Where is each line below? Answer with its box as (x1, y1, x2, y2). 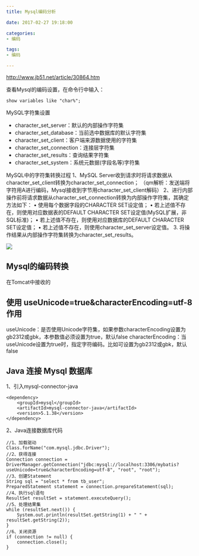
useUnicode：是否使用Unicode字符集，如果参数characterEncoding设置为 (6, 325, 186, 333)
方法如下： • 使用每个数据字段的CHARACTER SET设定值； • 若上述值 (6, 201, 176, 209)
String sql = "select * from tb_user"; (6, 479, 105, 484)
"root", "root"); (118, 467, 161, 473)
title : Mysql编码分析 (6, 8, 56, 15)
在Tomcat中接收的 (6, 278, 51, 285)
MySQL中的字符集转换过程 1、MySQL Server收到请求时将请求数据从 (6, 172, 173, 179)
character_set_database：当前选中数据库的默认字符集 (14, 129, 147, 136)
